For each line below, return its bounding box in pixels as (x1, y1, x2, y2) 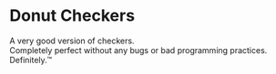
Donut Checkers (9, 5, 135, 26)
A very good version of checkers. (9, 35, 135, 46)
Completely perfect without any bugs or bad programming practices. (9, 44, 268, 55)
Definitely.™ (9, 54, 53, 65)
